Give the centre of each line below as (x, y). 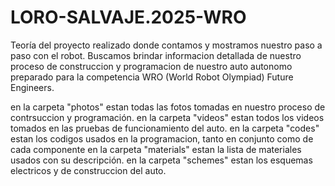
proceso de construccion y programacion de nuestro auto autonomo (151, 66)
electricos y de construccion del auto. (88, 170)
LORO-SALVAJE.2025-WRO (128, 17)
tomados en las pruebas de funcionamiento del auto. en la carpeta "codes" (165, 128)
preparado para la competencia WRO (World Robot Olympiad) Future (152, 77)
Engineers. (32, 87)
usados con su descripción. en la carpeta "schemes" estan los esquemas (161, 160)
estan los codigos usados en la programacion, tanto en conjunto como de (162, 138)
